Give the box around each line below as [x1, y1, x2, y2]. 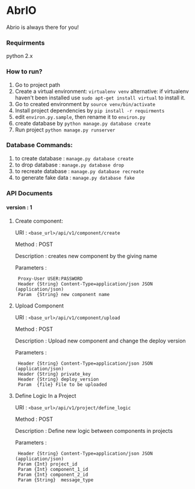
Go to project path [14, 81, 60, 88]
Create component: [14, 217, 63, 224]
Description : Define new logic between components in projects [14, 427, 173, 434]
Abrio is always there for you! [6, 24, 79, 31]
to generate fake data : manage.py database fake [14, 174, 135, 181]
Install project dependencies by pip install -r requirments [14, 107, 165, 114]
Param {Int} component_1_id [17, 466, 88, 472]
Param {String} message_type [17, 477, 94, 483]
